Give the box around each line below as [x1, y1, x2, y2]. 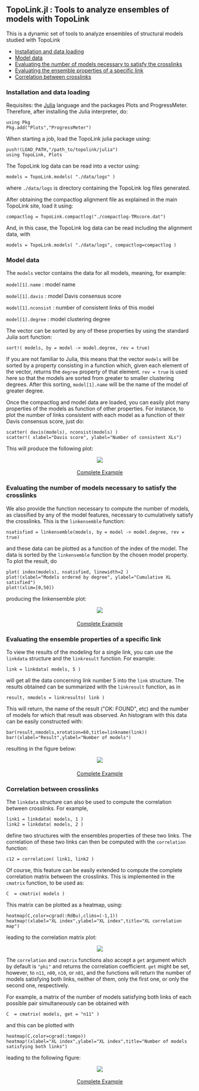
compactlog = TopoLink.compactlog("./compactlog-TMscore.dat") [6, 214, 166, 220]
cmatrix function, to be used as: [6, 879, 84, 886]
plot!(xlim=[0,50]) [6, 585, 55, 591]
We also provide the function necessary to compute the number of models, [6, 505, 190, 512]
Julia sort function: [6, 333, 52, 341]
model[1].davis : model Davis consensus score [6, 292, 122, 300]
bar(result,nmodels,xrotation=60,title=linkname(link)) [6, 730, 147, 735]
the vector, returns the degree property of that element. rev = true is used [6, 368, 188, 375]
